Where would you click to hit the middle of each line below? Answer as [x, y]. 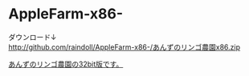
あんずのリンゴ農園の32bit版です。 [66, 64]
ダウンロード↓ [33, 37]
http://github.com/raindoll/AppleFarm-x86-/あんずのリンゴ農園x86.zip [124, 47]
